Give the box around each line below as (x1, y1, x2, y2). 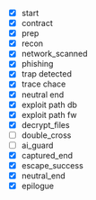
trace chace (21, 78, 66, 89)
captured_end (21, 150, 74, 160)
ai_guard (21, 140, 54, 150)
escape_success (21, 159, 84, 170)
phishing (21, 59, 54, 69)
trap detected (21, 68, 73, 79)
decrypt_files (21, 119, 70, 130)
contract (21, 18, 53, 29)
